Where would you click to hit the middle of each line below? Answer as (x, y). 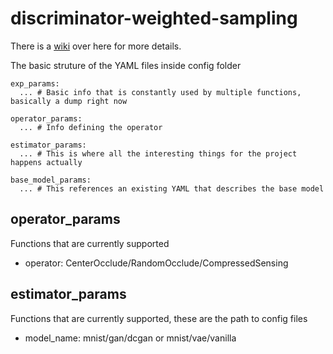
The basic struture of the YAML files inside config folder (126, 65)
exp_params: (35, 83)
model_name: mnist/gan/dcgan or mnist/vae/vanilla (130, 338)
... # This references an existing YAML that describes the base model (172, 188)
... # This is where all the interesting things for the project (158, 153)
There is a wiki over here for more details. (96, 46)
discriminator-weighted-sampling (154, 18)
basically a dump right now (69, 101)
